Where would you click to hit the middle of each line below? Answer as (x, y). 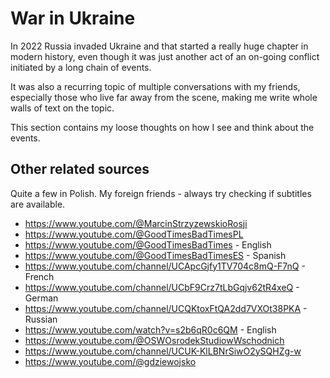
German (41, 298)
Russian (41, 319)
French (39, 276)
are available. (38, 204)
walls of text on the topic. (62, 108)
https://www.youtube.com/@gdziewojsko (110, 361)
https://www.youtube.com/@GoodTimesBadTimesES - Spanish (155, 255)
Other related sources (80, 169)
